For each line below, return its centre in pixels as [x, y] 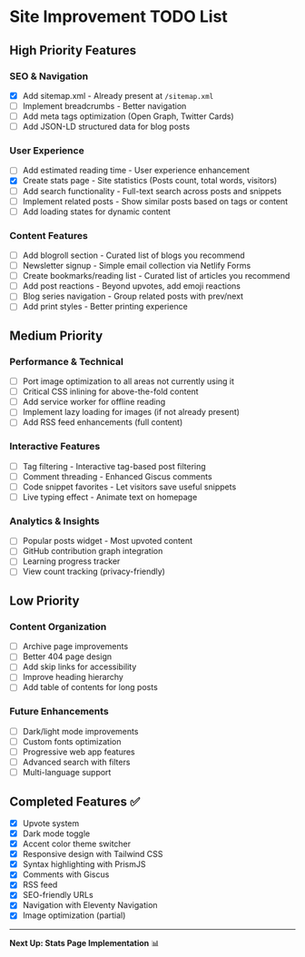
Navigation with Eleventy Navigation [90, 905]
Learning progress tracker [71, 561]
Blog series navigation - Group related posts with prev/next [133, 296]
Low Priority [44, 601]
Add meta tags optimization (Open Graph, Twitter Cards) [128, 116]
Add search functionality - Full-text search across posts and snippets [152, 191]
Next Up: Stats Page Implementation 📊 [84, 942]
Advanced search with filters [76, 762]
